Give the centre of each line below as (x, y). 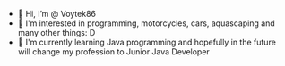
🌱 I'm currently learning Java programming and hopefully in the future (147, 42)
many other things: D (56, 33)
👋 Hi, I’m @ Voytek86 (57, 14)
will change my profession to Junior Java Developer (114, 52)
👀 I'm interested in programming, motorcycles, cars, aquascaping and (146, 23)
